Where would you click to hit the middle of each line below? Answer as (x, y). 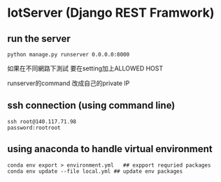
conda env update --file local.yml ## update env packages (95, 171)
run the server (39, 39)
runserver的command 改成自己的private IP (69, 83)
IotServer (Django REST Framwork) (111, 13)
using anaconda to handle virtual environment (110, 149)
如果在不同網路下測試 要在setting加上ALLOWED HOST (85, 68)
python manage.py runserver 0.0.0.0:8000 (69, 54)
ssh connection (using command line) (91, 106)
